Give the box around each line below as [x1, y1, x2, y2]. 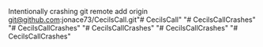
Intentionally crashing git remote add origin [8, 7, 148, 16]
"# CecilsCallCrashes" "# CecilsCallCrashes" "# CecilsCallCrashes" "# [8, 23, 239, 32]
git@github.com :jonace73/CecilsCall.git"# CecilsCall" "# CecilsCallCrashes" [8, 15, 257, 24]
